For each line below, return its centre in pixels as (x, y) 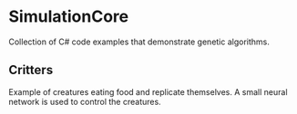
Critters (31, 70)
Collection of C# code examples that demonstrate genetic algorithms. (139, 42)
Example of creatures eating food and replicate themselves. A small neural (148, 91)
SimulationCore (69, 17)
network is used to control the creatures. (85, 101)
